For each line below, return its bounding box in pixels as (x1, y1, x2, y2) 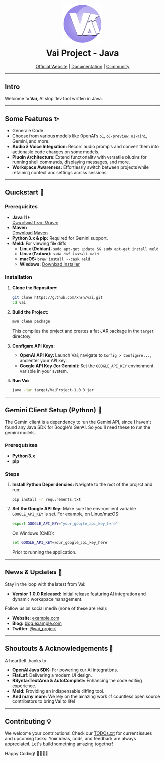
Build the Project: (12, 309, 49, 315)
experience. (12, 683, 37, 689)
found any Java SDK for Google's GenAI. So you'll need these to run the (5, 424, 151, 430)
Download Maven (12, 230, 48, 236)
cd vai (12, 300, 26, 305)
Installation (5, 274, 33, 281)
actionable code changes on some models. (12, 149, 100, 155)
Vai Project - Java (46, 48, 119, 59)
